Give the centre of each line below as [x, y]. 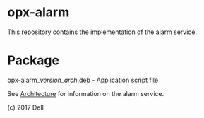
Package [34, 60]
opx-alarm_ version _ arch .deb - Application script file [83, 80]
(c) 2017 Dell [25, 107]
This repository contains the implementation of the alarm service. [102, 32]
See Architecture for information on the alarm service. [86, 93]
